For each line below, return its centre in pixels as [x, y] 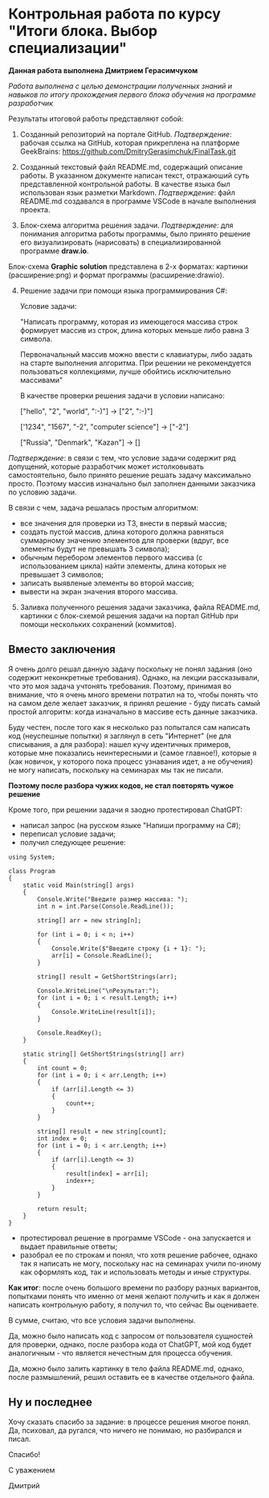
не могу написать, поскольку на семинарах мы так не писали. [116, 770]
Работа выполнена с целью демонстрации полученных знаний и [120, 86]
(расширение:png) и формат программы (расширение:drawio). [116, 275]
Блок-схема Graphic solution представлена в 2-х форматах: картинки [128, 266]
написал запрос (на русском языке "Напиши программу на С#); [130, 825]
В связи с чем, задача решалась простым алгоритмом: [104, 507]
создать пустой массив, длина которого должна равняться [122, 531]
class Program [32, 871]
